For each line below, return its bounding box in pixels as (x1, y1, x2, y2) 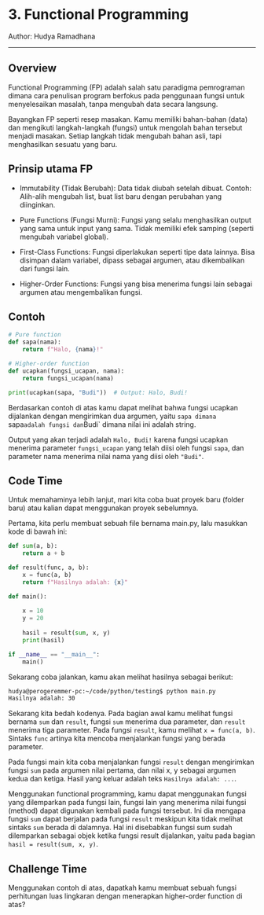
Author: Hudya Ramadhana (8, 31, 96, 41)
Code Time (8, 474, 63, 487)
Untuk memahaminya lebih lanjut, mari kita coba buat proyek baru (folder (8, 495, 244, 505)
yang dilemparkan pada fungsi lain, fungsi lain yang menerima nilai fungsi (8, 798, 247, 807)
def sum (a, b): (8, 542, 58, 550)
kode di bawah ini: (8, 527, 68, 536)
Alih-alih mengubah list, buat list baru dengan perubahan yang (19, 191, 222, 201)
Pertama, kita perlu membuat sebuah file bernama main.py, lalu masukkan (8, 519, 247, 528)
